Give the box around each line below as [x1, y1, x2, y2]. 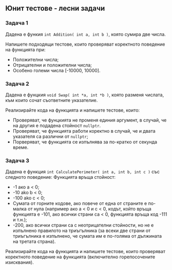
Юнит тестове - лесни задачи [5, 4, 105, 13]
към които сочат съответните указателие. [5, 97, 98, 103]
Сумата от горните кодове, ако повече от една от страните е [12, 200, 147, 206]
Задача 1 [5, 19, 28, 27]
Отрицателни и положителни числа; [12, 61, 92, 68]
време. [12, 144, 29, 150]
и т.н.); [12, 217, 27, 223]
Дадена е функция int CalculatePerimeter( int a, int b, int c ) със [5, 169, 160, 175]
